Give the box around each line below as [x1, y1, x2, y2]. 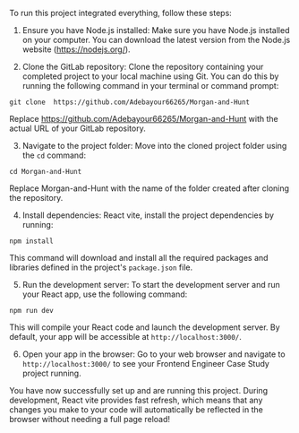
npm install [9, 237, 54, 246]
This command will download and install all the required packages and [9, 253, 269, 263]
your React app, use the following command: [21, 289, 188, 299]
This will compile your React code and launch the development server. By [9, 322, 280, 333]
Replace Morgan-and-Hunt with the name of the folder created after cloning [9, 183, 289, 194]
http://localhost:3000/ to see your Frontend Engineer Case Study [21, 359, 270, 368]
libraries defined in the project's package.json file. [9, 262, 193, 273]
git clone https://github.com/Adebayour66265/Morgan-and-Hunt [9, 98, 251, 107]
